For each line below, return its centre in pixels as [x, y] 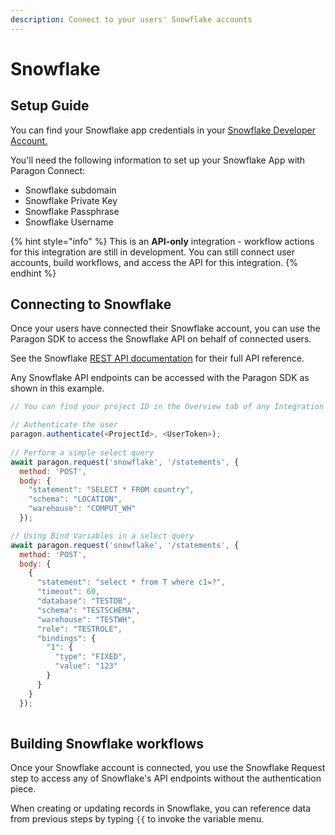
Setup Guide [50, 106]
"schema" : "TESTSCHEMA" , [88, 610]
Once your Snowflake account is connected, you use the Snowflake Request [168, 768]
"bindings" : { [66, 638]
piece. [23, 789]
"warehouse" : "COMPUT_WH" [82, 509]
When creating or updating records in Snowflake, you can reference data [161, 808]
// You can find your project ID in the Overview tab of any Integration [167, 407]
